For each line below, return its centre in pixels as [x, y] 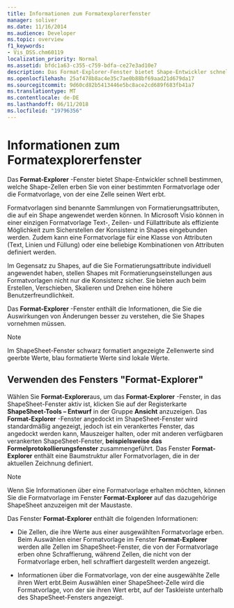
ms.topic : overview [36, 40]
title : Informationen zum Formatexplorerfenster [79, 14]
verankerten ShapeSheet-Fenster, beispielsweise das [85, 441]
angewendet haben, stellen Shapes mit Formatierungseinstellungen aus [110, 273]
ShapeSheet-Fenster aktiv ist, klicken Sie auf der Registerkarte [97, 404]
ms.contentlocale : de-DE [43, 98]
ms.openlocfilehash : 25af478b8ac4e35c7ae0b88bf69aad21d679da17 [101, 78]
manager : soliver [32, 20]
